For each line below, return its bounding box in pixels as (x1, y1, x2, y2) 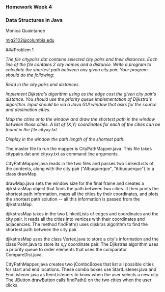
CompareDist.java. (5, 252, 43, 258)
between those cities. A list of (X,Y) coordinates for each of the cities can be (5, 121, 161, 127)
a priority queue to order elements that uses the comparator (5, 247, 127, 253)
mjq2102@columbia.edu (5, 37, 55, 43)
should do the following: (5, 72, 55, 78)
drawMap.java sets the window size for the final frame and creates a (5, 180, 144, 186)
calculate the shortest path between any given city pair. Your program (5, 67, 148, 73)
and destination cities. (5, 107, 51, 113)
